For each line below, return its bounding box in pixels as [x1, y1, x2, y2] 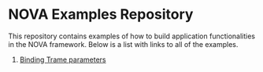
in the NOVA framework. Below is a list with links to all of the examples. [8, 39, 239, 49]
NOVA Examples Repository [8, 5, 194, 23]
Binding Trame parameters [19, 55, 106, 64]
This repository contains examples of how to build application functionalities [8, 31, 256, 41]
